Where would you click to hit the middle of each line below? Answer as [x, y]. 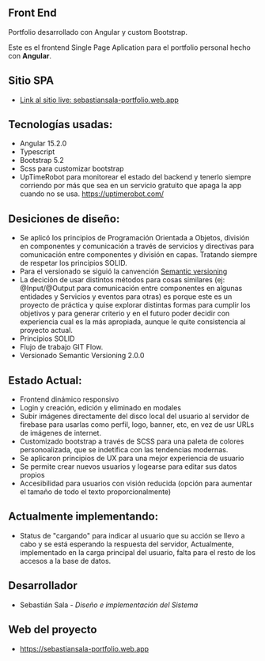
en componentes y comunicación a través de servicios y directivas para [137, 246]
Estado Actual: [45, 380]
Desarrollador [43, 585]
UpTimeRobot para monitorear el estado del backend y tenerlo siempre [135, 177]
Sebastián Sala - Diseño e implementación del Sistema [109, 605]
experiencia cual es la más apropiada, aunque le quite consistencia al [132, 322]
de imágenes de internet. [60, 433]
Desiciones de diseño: [64, 219]
